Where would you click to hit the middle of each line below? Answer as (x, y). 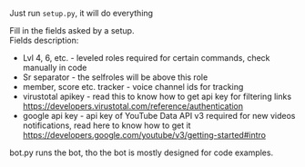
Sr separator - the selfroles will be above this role (115, 77)
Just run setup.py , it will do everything (81, 13)
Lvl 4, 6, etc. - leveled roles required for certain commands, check (146, 58)
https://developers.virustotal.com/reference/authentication (133, 106)
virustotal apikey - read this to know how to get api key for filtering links (157, 96)
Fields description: (44, 40)
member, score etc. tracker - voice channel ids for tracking (133, 87)
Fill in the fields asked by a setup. (72, 30)
